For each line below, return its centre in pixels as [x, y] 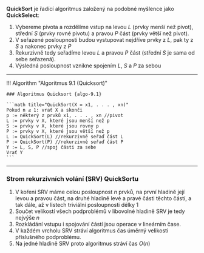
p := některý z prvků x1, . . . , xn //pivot [65, 115]
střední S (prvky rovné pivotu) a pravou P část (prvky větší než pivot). [102, 33]
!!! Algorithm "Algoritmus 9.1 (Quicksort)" [57, 83]
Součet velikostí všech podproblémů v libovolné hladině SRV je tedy [100, 211]
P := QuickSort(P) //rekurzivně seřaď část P [65, 142]
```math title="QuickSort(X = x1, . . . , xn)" [68, 105]
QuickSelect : [23, 15]
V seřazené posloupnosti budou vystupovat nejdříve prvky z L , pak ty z [104, 40]
